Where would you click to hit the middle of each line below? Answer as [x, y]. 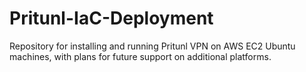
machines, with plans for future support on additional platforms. [140, 56]
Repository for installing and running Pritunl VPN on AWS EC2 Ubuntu [152, 46]
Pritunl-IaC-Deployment [111, 18]
